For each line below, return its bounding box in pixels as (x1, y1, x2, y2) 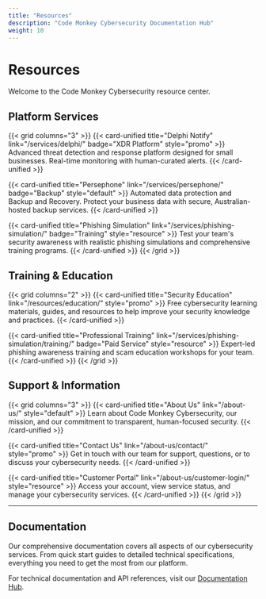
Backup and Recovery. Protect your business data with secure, (8, 197, 214, 206)
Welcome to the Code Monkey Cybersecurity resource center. (8, 86, 211, 96)
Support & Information (8, 378, 121, 393)
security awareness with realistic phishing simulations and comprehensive (8, 237, 251, 247)
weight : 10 (8, 26, 44, 34)
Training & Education (8, 269, 113, 282)
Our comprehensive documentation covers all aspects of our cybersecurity (8, 541, 253, 551)
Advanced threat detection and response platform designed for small (8, 148, 234, 157)
